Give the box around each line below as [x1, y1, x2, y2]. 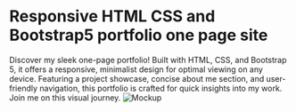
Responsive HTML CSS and [9, 6, 216, 27]
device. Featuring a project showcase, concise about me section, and [9, 73, 265, 84]
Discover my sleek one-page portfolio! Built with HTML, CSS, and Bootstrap [9, 54, 287, 65]
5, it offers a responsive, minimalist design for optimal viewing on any [9, 64, 263, 75]
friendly [9, 83, 38, 93]
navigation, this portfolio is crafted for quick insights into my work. [39, 83, 283, 93]
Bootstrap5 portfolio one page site [9, 25, 268, 45]
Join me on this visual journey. [9, 92, 121, 103]
